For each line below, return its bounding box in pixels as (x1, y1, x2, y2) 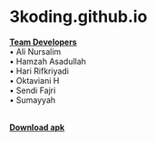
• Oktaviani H (9, 75, 60, 86)
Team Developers (9, 36, 77, 47)
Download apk (9, 121, 65, 133)
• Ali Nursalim (9, 46, 62, 56)
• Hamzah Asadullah (9, 56, 86, 66)
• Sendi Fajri (9, 85, 56, 96)
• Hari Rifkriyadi (9, 66, 70, 76)
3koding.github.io (9, 6, 148, 27)
